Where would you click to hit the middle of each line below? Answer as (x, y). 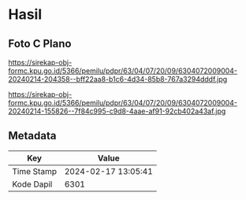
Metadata (32, 136)
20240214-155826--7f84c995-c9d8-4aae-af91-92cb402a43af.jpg (117, 111)
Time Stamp (35, 171)
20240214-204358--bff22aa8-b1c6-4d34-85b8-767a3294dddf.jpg (118, 79)
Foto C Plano (40, 44)
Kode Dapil (32, 184)
